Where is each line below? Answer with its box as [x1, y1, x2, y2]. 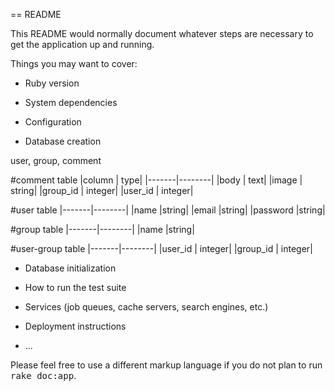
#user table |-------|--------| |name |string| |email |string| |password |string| [10, 204, 326, 216]
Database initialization [24, 262, 117, 274]
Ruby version [24, 77, 80, 89]
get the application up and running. [10, 39, 155, 50]
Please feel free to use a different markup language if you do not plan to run [10, 359, 323, 371]
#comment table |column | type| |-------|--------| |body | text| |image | [10, 174, 303, 186]
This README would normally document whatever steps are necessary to [10, 28, 314, 39]
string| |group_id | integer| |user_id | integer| [10, 185, 194, 196]
